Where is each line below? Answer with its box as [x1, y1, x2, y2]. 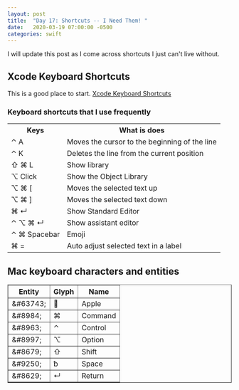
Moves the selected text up [66, 183, 158, 193]
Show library [66, 160, 109, 170]
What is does [119, 125, 165, 135]
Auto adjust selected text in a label [66, 241, 182, 251]
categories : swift [7, 30, 62, 38]
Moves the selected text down [66, 195, 168, 205]
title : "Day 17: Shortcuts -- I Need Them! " [7, 17, 148, 24]
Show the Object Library [66, 172, 148, 181]
